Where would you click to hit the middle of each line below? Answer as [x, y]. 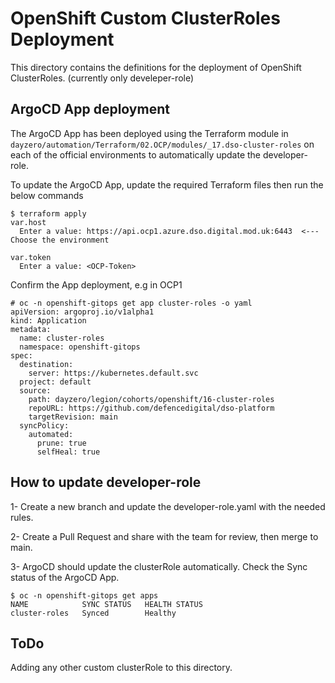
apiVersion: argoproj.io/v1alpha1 [82, 312]
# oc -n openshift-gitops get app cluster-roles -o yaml [131, 303]
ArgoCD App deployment [90, 109]
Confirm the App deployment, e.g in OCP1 [96, 284]
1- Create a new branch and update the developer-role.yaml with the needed [168, 506]
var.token [31, 257]
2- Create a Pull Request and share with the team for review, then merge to [164, 536]
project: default [55, 382]
